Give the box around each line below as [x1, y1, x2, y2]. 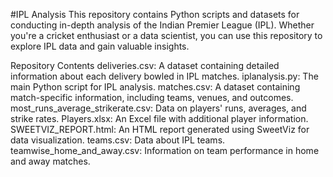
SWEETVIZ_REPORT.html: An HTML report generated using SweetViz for [10, 124, 310, 135]
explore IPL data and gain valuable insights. [10, 40, 190, 52]
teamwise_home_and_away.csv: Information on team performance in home [10, 145, 320, 156]
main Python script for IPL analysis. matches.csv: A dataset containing [10, 81, 301, 93]
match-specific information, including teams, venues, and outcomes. [10, 92, 294, 103]
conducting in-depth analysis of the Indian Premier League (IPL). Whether [10, 19, 315, 31]
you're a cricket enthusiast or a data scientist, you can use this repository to [10, 30, 323, 41]
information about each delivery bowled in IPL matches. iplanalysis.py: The [10, 70, 319, 82]
